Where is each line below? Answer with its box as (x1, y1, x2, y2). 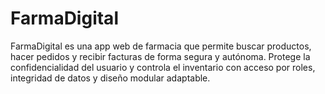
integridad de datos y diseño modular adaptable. (10, 72, 211, 84)
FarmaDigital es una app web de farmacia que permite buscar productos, (10, 40, 312, 52)
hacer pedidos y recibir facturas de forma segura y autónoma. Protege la (10, 50, 311, 62)
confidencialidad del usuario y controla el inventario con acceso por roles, (10, 61, 316, 73)
